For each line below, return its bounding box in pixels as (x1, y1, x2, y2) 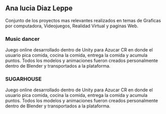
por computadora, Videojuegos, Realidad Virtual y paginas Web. (5, 23, 139, 29)
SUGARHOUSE (5, 76, 42, 83)
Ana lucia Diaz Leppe (5, 4, 73, 13)
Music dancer (5, 35, 40, 42)
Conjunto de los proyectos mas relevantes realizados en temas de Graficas (5, 17, 161, 23)
